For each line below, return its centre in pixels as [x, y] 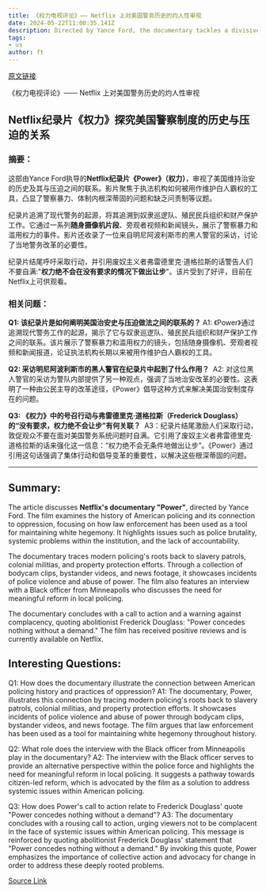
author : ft [26, 52]
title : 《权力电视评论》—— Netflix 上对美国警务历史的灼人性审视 [105, 15]
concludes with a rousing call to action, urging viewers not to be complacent [133, 823]
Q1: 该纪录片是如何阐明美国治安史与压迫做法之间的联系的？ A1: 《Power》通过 [132, 322]
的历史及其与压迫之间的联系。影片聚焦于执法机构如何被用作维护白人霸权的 [129, 188]
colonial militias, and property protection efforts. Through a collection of [125, 564]
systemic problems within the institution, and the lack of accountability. [124, 540]
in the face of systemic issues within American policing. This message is [126, 831]
